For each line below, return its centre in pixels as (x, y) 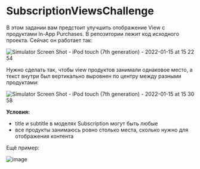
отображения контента (44, 136)
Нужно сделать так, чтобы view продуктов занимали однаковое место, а (99, 69)
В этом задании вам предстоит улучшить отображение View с (86, 27)
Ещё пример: (23, 148)
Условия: (18, 112)
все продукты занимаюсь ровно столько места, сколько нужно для (101, 130)
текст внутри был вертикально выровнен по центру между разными (94, 76)
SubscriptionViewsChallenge (80, 11)
